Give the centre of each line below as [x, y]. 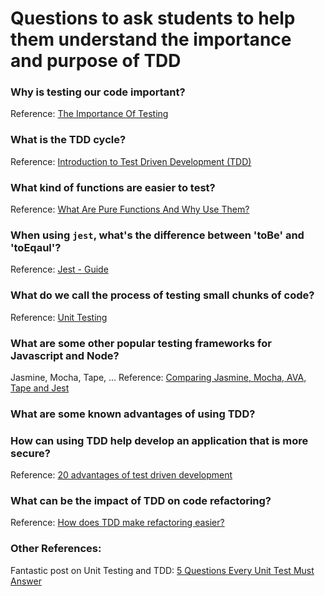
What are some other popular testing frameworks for [141, 343]
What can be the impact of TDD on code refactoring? [141, 501]
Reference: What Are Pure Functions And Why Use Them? [130, 209]
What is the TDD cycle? [68, 140]
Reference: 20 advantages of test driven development [121, 475]
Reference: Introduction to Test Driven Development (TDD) [131, 161]
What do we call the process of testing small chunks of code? [162, 295]
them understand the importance [151, 39]
